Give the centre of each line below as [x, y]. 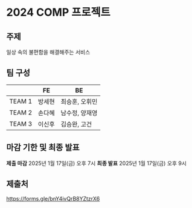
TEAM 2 [21, 112]
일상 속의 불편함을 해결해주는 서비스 [48, 52]
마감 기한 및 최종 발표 [43, 147]
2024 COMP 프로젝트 [58, 12]
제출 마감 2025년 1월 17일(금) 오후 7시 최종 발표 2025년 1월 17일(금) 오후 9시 [97, 163]
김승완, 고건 [76, 124]
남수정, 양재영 [79, 113]
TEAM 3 [21, 124]
